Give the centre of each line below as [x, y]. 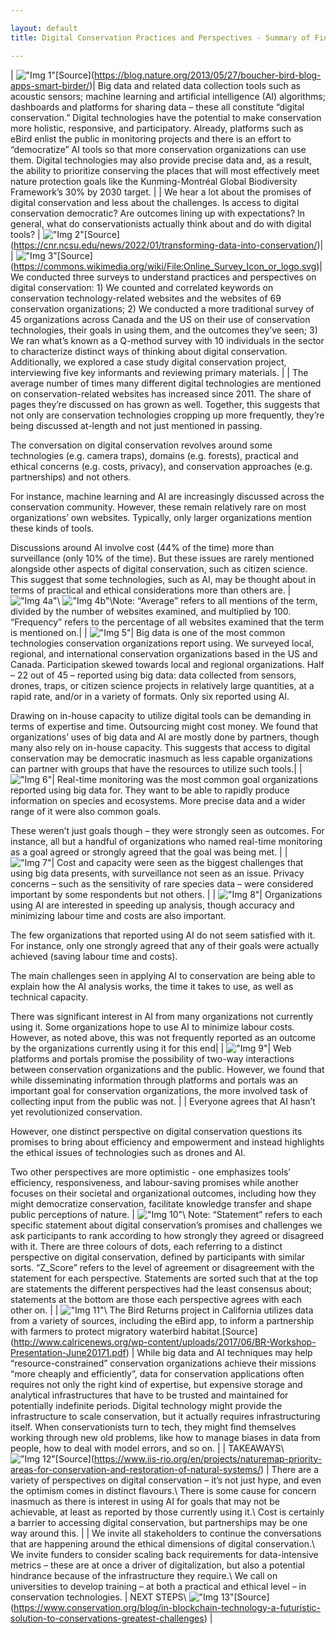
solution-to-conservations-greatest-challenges [107, 1618]
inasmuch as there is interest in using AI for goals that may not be [145, 1501]
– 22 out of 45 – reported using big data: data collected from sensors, [153, 675]
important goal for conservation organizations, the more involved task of [159, 1090]
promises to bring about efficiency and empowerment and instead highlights [167, 1142]
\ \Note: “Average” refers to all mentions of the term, [187, 600]
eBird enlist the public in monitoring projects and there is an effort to [151, 138]
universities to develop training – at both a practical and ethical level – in [158, 1586]
